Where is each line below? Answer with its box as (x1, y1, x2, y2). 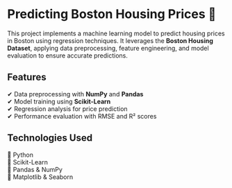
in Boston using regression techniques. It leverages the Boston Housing (7, 36, 214, 44)
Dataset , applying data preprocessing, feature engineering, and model (7, 44, 210, 52)
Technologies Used (7, 132, 92, 144)
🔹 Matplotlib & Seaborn (7, 173, 74, 181)
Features (7, 71, 47, 83)
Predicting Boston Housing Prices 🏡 (7, 6, 217, 22)
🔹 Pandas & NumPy (7, 165, 63, 173)
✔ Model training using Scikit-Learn (7, 97, 111, 105)
